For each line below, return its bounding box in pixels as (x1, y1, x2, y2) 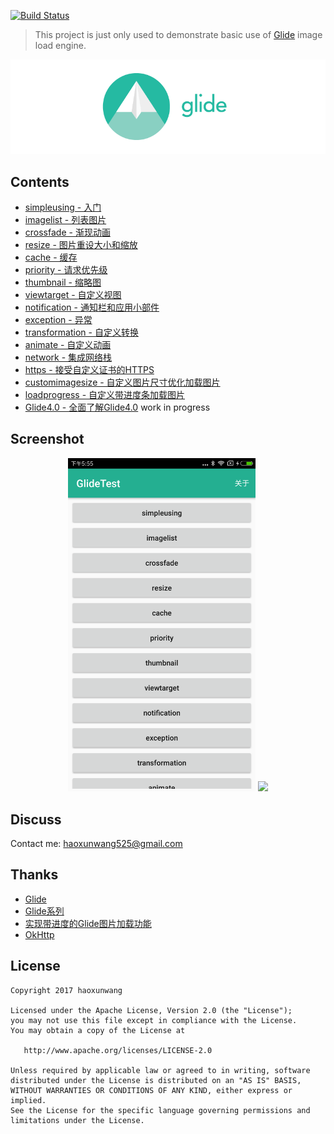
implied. (10, 1095, 47, 1105)
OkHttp (24, 928, 55, 940)
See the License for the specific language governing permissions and (10, 1105, 311, 1115)
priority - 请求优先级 (24, 264, 108, 275)
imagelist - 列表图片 (24, 214, 107, 225)
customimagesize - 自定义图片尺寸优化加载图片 (24, 376, 221, 388)
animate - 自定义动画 (24, 339, 112, 350)
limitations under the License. (10, 1115, 145, 1125)
